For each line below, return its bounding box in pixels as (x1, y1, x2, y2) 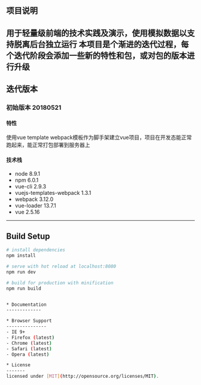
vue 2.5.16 (14, 208, 40, 215)
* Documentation (6, 302, 47, 308)
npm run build (6, 285, 42, 291)
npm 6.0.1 (14, 176, 39, 184)
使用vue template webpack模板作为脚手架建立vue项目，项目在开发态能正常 (6, 134, 192, 141)
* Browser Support (6, 318, 52, 324)
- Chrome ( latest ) (6, 340, 52, 346)
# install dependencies (6, 247, 66, 253)
